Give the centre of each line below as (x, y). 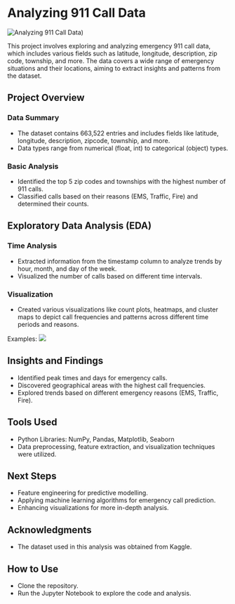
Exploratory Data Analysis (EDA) (80, 226)
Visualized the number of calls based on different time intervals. (110, 276)
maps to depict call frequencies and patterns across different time (113, 316)
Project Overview (46, 98)
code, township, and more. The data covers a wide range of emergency (111, 60)
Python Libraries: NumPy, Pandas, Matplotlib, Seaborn (96, 439)
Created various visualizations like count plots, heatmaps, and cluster (118, 309)
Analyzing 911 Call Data (76, 13)
